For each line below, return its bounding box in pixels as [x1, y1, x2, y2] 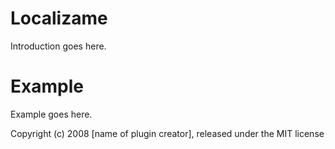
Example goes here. [10, 108, 93, 120]
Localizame [10, 7, 108, 30]
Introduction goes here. [10, 40, 107, 52]
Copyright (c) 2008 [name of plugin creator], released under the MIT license [10, 127, 325, 139]
